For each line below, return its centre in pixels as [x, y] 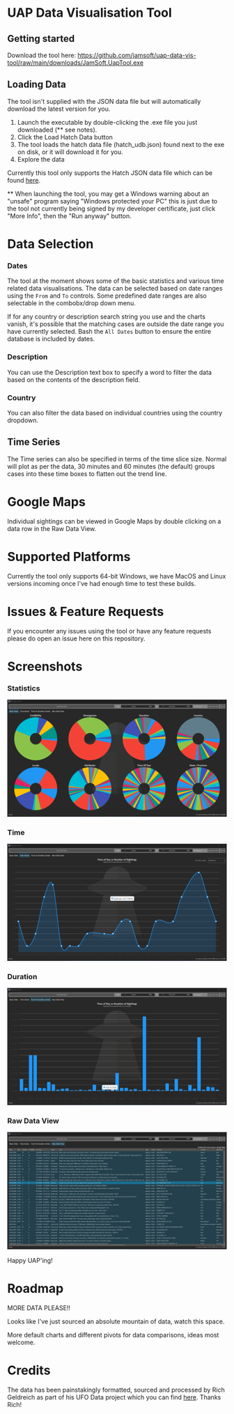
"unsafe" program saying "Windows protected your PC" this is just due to [112, 201]
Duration [22, 976]
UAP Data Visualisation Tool [89, 13]
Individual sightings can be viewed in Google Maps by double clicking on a [114, 521]
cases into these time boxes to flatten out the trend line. [87, 474]
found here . [24, 180]
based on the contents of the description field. [74, 379]
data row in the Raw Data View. [52, 528]
